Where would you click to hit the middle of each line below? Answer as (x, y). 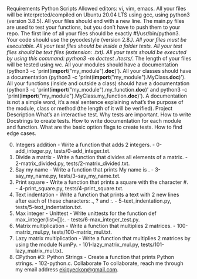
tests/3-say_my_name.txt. (90, 176)
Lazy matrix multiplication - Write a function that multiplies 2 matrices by (103, 238)
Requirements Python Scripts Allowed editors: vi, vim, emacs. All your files (96, 9)
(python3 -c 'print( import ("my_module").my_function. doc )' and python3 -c (97, 90)
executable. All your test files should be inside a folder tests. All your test (95, 46)
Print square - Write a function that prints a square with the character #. (101, 182)
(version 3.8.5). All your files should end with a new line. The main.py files (96, 21)
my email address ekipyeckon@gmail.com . (67, 269)
